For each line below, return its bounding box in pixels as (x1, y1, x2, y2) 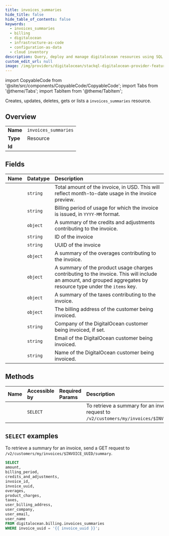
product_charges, (5, 493, 42, 498)
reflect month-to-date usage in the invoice (54, 190, 157, 197)
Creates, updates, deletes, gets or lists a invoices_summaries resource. (5, 98, 152, 104)
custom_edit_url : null (5, 59, 53, 64)
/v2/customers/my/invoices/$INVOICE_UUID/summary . (5, 450, 113, 456)
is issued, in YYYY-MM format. (54, 210, 120, 217)
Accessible (27, 387, 54, 394)
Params (59, 394, 78, 401)
